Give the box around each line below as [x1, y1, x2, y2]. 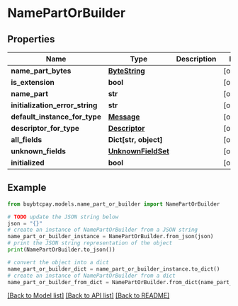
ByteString [108, 66, 145, 76]
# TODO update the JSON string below [7, 213, 119, 220]
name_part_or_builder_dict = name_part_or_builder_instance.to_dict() [7, 265, 220, 273]
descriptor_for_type [11, 124, 80, 133]
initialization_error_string [11, 100, 98, 110]
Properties [7, 33, 55, 45]
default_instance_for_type [11, 112, 101, 122]
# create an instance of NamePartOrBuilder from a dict [7, 272, 176, 279]
